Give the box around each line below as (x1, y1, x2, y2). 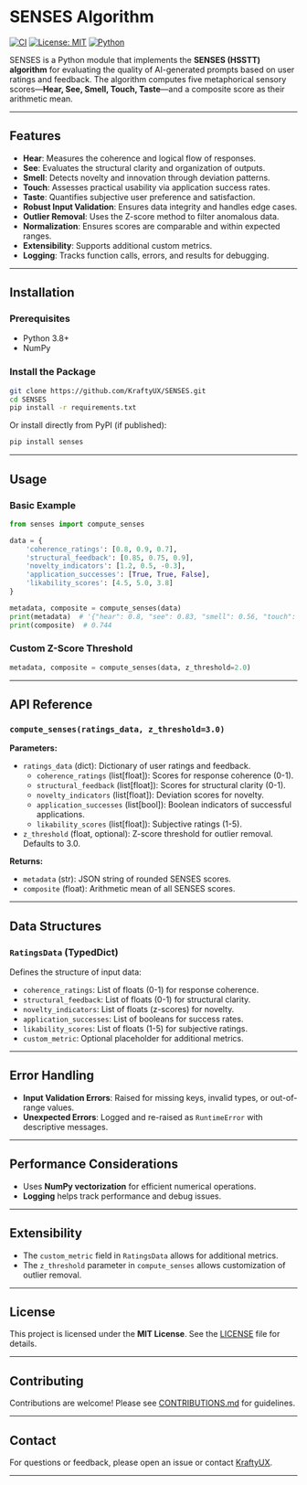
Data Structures (9, 918, 102, 934)
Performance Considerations (9, 1157, 178, 1172)
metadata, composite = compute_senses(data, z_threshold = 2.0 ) (9, 663, 251, 672)
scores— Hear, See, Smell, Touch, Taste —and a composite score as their (9, 83, 285, 94)
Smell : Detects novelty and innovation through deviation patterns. (22, 172, 271, 183)
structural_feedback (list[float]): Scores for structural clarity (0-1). (36, 780, 286, 791)
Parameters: (9, 742, 58, 753)
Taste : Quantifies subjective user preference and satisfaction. (22, 191, 256, 202)
